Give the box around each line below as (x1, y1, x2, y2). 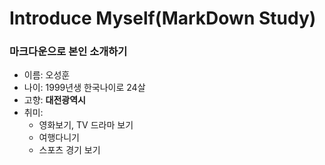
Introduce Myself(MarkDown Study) (9, 7, 317, 30)
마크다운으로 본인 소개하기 (9, 45, 128, 59)
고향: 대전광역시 (23, 94, 86, 106)
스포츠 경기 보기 (38, 144, 101, 156)
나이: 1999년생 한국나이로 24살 (23, 82, 146, 94)
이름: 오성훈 (23, 69, 71, 81)
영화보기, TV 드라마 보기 (38, 119, 134, 131)
